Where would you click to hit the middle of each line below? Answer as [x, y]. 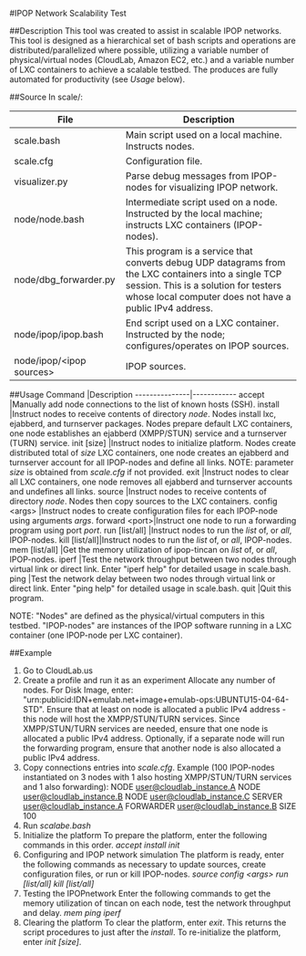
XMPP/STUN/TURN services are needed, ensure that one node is [145, 728]
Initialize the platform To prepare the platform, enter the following [144, 835]
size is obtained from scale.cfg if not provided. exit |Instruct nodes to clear [149, 472]
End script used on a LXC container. [202, 323]
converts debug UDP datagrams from [205, 262]
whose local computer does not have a [208, 297]
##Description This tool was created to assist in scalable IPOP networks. [146, 31]
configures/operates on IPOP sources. [207, 346]
